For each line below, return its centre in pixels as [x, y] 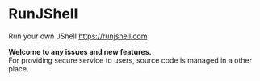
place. [19, 68]
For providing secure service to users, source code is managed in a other [130, 60]
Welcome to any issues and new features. [80, 51]
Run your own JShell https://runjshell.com [78, 36]
